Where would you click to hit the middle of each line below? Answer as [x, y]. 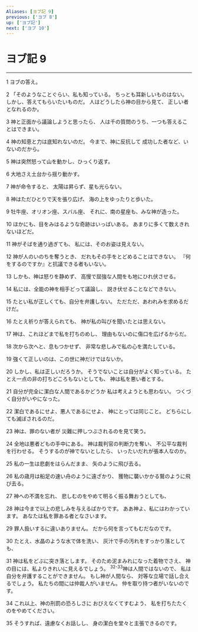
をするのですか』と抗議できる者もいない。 [58, 264]
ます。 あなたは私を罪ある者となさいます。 [58, 516]
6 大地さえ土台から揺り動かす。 [44, 174]
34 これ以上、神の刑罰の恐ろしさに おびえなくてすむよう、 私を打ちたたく [97, 603]
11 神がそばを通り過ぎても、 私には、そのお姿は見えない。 [77, 244]
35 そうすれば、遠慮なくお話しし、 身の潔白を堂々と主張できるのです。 [93, 623]
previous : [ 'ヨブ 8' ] [32, 17]
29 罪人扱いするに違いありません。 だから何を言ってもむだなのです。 [90, 529]
